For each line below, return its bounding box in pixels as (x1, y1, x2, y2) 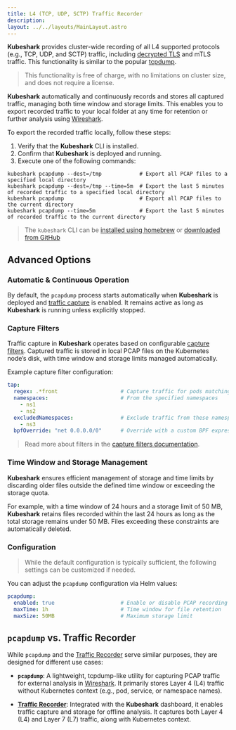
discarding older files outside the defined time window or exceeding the (7, 481, 216, 489)
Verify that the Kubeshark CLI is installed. (17, 142, 139, 151)
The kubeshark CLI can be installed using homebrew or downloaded (24, 226, 221, 234)
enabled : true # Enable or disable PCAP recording (13, 599, 228, 606)
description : (7, 17, 46, 24)
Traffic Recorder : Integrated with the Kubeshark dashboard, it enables (17, 700, 223, 709)
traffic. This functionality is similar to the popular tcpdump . (7, 58, 177, 66)
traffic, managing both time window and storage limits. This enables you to (7, 100, 223, 108)
